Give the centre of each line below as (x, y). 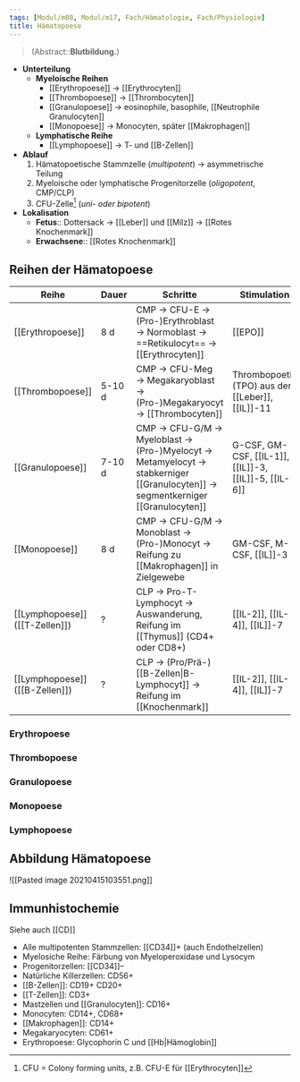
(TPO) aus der (262, 386)
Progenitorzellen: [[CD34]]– (73, 967)
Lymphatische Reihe (74, 135)
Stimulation (265, 294)
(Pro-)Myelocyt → (174, 450)
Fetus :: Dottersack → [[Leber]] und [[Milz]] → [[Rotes (133, 222)
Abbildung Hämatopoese (80, 859)
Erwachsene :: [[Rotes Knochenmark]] (105, 242)
